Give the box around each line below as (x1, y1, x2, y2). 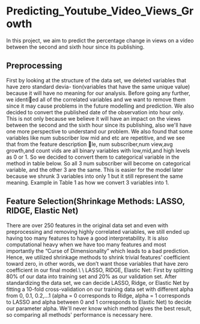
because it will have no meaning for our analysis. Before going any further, (6, 89, 190, 97)
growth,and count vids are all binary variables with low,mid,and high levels (6, 147, 190, 154)
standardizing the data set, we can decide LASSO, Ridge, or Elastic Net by (6, 279, 190, 286)
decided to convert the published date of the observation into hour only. (6, 108, 184, 115)
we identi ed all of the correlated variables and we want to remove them (6, 96, 186, 103)
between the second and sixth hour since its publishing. (6, 43, 145, 50)
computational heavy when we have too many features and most (6, 240, 166, 248)
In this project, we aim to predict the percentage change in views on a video (6, 37, 194, 44)
